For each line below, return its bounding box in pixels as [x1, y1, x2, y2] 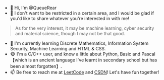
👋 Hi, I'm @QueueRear [10, 5, 57, 11]
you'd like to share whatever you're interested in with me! [10, 16, 130, 21]
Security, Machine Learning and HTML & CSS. [10, 46, 106, 51]
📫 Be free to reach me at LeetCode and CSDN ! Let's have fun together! [10, 69, 159, 75]
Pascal [141, 51, 155, 57]
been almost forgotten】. [10, 63, 62, 69]
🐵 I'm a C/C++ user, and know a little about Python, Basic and [10, 51, 140, 57]
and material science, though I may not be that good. [15, 31, 125, 36]
